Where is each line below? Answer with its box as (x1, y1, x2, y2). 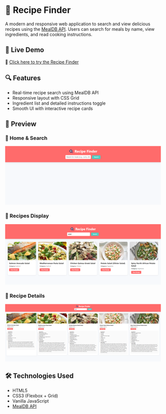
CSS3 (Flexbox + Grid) (12, 393, 58, 399)
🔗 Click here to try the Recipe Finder (5, 59, 79, 65)
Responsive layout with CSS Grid (12, 95, 80, 101)
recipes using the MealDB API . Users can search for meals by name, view (5, 26, 155, 32)
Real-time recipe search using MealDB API (12, 89, 99, 96)
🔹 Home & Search (5, 134, 48, 141)
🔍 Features (5, 74, 41, 82)
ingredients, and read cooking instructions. (5, 31, 92, 37)
